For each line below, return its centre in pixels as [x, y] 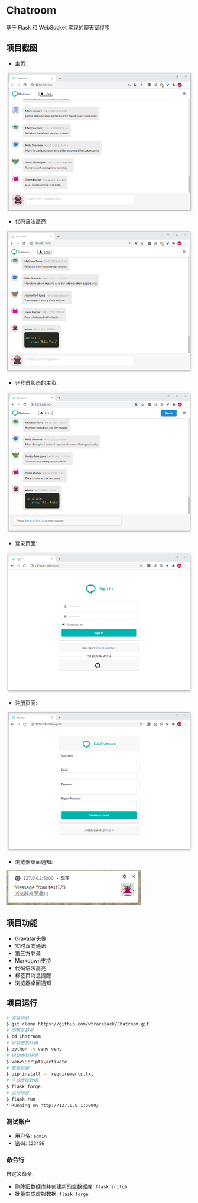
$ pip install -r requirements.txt [50, 1074]
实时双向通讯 [30, 945]
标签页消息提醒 [33, 975]
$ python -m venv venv [34, 1049]
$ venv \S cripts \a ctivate [37, 1062]
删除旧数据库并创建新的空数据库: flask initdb [71, 1186]
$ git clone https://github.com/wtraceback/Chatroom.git [78, 1024]
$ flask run [21, 1099]
